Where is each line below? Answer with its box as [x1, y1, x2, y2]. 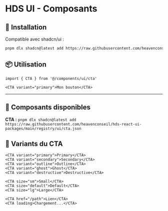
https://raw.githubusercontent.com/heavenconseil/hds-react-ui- [5, 121, 142, 126]
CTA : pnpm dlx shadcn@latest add [5, 116, 76, 122]
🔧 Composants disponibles [5, 103, 91, 111]
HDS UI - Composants [5, 3, 97, 14]
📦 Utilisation [5, 60, 46, 69]
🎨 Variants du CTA [5, 139, 63, 148]
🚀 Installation [5, 23, 47, 31]
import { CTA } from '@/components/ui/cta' [5, 76, 97, 81]
